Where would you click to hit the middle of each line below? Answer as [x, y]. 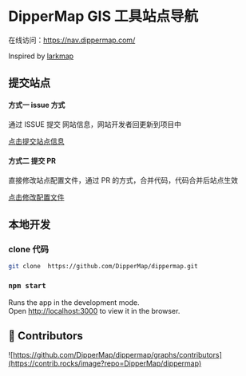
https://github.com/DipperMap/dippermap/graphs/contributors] [117, 355]
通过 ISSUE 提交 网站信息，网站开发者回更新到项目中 [95, 124]
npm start [27, 286]
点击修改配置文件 [36, 197]
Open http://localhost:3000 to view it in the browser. [94, 311]
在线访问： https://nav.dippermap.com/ [72, 40]
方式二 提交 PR [32, 161]
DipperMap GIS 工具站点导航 [103, 16]
